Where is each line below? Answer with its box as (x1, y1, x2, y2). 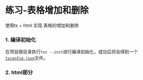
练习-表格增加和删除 (5, 5, 89, 16)
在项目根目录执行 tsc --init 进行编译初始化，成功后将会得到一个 (5, 49, 138, 55)
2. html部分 (5, 69, 33, 76)
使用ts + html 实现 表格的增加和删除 (5, 22, 79, 28)
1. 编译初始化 (5, 36, 36, 43)
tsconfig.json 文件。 (5, 55, 48, 61)
